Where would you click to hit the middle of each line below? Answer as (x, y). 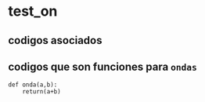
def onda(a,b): (33, 85)
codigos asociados (55, 40)
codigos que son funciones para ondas (103, 66)
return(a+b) (41, 92)
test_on (33, 11)
